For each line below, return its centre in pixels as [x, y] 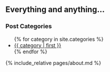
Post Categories [29, 26]
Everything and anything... [55, 10]
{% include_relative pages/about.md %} [53, 63]
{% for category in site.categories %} [59, 39]
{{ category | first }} [38, 45]
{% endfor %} [31, 52]
